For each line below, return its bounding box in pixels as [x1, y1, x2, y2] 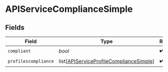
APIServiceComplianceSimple [5, 3, 133, 15]
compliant [7, 48, 31, 54]
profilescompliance [7, 58, 54, 64]
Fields [5, 23, 25, 32]
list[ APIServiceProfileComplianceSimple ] [58, 58, 155, 65]
